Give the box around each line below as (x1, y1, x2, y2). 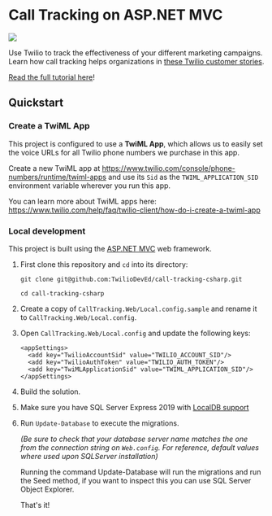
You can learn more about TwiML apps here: (8, 196, 157, 206)
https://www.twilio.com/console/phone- (101, 163, 235, 173)
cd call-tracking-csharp (19, 289, 105, 298)
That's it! (19, 500, 50, 509)
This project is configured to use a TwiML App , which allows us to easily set (8, 138, 264, 148)
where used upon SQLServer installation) (19, 451, 158, 461)
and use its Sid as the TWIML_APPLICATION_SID (108, 172, 259, 181)
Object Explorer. (19, 484, 75, 494)
